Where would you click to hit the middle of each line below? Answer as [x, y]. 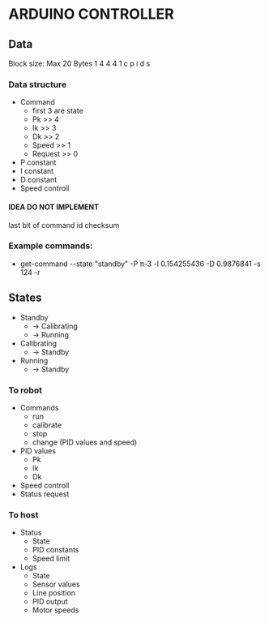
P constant [38, 162]
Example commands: [51, 246]
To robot [26, 390]
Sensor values [56, 584]
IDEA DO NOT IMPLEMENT [54, 207]
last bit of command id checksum [64, 225]
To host [23, 514]
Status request [45, 494]
